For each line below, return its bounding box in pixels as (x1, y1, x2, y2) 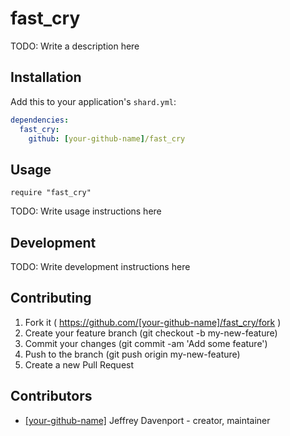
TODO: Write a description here (10, 40, 140, 52)
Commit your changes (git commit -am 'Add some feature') (24, 337, 268, 349)
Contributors (10, 388, 93, 405)
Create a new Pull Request (24, 358, 135, 371)
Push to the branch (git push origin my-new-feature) (24, 348, 241, 360)
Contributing (10, 290, 92, 307)
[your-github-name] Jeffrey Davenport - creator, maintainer (24, 414, 271, 426)
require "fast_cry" (10, 188, 92, 198)
